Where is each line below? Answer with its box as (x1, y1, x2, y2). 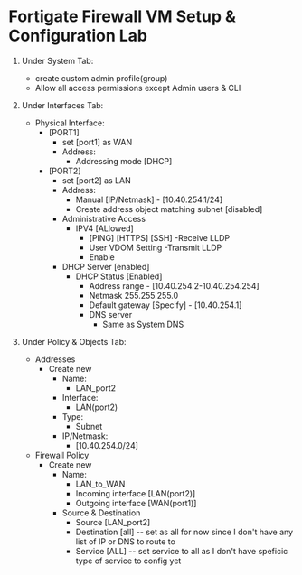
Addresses (34, 354, 76, 365)
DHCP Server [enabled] (61, 261, 150, 272)
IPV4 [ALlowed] (75, 223, 135, 234)
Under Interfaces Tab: (21, 99, 104, 110)
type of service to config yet (75, 555, 182, 566)
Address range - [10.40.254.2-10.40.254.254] (89, 280, 260, 291)
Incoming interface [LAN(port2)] (75, 487, 196, 498)
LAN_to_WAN (75, 478, 126, 489)
